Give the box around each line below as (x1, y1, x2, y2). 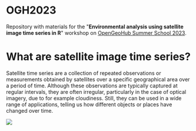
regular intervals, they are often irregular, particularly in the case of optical (6, 88, 187, 95)
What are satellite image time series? (6, 50, 191, 64)
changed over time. (6, 107, 54, 114)
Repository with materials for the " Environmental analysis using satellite (6, 23, 184, 30)
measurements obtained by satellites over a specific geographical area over (6, 76, 190, 83)
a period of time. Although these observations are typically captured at (6, 82, 178, 89)
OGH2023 (6, 4, 57, 17)
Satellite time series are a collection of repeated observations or (6, 69, 161, 77)
